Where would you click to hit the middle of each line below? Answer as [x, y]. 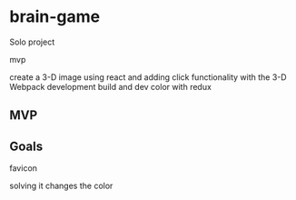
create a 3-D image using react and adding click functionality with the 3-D [148, 77]
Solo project [32, 42]
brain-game [55, 17]
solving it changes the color [61, 186]
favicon [24, 168]
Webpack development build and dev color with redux [110, 86]
